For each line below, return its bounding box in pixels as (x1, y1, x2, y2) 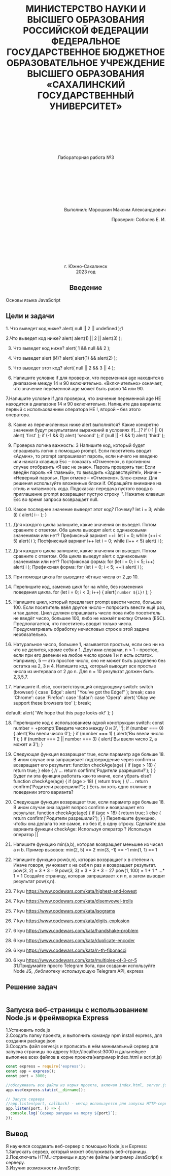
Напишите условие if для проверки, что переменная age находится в (13, 375, 164, 381)
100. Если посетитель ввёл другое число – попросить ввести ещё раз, (13, 604, 166, 610)
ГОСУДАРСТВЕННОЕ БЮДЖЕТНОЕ (6, 46, 165, 58)
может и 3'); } (13, 741, 43, 747)
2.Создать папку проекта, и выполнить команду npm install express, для (6, 1032, 162, 1038)
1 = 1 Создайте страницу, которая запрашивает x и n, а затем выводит (13, 872, 165, 879)
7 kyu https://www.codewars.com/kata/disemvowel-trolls (13, 898, 133, 904)
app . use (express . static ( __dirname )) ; (6, 1087, 86, 1092)
